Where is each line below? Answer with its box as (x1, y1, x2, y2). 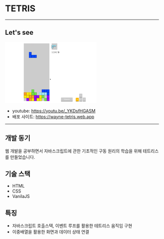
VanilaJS (12, 193, 30, 199)
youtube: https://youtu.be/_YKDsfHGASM (12, 108, 96, 114)
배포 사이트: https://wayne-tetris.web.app (12, 114, 94, 119)
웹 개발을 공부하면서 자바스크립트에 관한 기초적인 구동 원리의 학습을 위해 (5, 148, 142, 154)
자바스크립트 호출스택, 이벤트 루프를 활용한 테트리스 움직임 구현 (12, 223, 133, 229)
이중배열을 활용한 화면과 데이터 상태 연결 (12, 229, 89, 235)
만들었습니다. (10, 154, 36, 160)
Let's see (5, 28, 34, 37)
